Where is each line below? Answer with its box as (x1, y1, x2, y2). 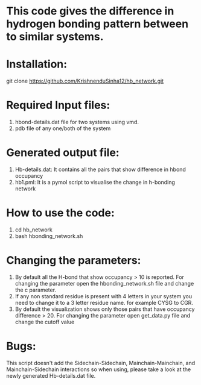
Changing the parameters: (6, 254, 141, 268)
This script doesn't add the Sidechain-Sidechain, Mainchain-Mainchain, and (6, 359, 195, 366)
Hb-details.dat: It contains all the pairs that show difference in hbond (14, 166, 186, 173)
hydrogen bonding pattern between (6, 17, 189, 31)
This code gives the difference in (6, 4, 174, 18)
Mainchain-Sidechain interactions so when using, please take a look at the (6, 366, 191, 373)
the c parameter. (14, 286, 56, 293)
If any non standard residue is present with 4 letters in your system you (14, 292, 192, 299)
